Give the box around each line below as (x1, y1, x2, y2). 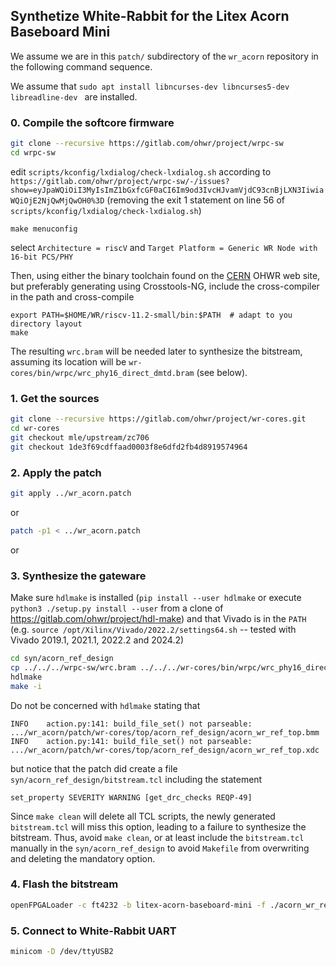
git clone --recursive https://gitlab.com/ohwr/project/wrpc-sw (10, 139, 284, 149)
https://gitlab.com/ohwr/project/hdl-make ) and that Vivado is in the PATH (10, 613, 307, 624)
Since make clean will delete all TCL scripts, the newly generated (10, 810, 276, 822)
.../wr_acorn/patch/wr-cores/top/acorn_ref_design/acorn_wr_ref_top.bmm (10, 727, 320, 738)
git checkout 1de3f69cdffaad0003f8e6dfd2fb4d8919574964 (10, 442, 248, 452)
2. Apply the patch (10, 465, 102, 479)
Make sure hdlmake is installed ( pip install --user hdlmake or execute (10, 592, 302, 603)
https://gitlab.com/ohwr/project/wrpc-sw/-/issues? (10, 176, 230, 186)
